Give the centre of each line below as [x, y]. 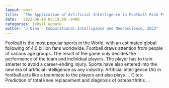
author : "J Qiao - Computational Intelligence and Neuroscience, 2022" [82, 29]
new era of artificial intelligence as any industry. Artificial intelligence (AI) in [83, 70]
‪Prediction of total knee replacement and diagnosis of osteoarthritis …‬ [78, 80]
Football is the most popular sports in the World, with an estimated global [81, 43]
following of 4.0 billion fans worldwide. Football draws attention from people [84, 48]
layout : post [19, 10]
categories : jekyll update [33, 24]
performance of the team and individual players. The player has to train [79, 59]
